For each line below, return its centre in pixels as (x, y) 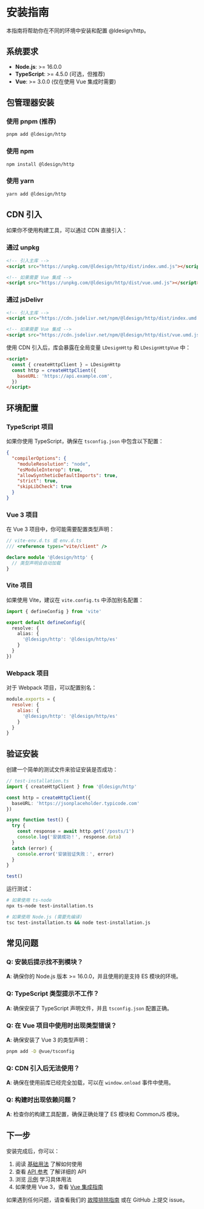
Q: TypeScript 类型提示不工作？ (53, 994)
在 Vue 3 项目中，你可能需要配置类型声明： (60, 529)
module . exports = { (31, 699)
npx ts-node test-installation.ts (50, 906)
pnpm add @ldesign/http (36, 135)
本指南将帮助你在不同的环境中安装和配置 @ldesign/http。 (78, 30)
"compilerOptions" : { (39, 458)
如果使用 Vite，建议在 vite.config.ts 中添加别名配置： (75, 600)
